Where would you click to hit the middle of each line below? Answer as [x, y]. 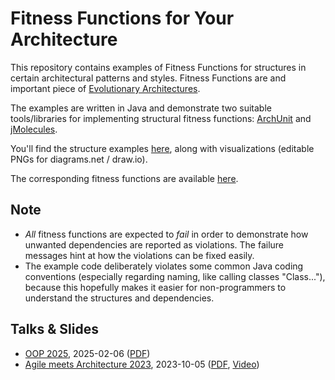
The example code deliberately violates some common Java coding [164, 266]
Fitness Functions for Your [122, 18]
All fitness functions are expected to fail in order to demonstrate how [166, 234]
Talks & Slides [55, 329]
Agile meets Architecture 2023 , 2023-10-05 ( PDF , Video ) [142, 364]
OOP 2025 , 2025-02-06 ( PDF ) [87, 353]
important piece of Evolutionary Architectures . [105, 88]
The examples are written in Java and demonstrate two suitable [141, 108]
